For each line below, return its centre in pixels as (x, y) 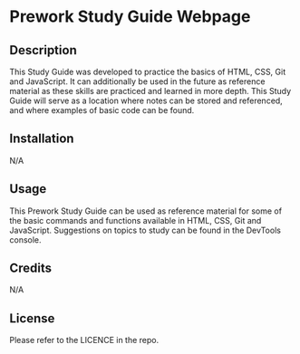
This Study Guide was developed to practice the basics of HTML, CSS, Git (148, 72)
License (32, 318)
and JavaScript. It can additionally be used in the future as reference (137, 81)
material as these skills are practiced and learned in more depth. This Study (150, 91)
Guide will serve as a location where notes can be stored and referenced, (146, 100)
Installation (42, 139)
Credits (31, 268)
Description (43, 50)
